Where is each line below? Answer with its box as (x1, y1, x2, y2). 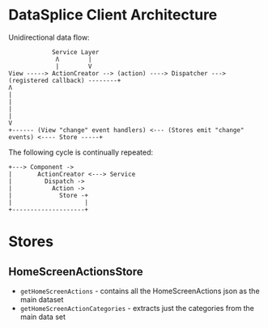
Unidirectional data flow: (8, 32, 91, 42)
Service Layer (51, 48, 100, 56)
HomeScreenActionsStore (8, 265, 143, 279)
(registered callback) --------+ (8, 76, 121, 84)
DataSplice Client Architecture (8, 6, 218, 24)
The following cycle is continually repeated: (8, 147, 154, 157)
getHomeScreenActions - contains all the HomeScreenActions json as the (19, 286, 261, 296)
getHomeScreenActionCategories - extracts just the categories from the (19, 303, 255, 313)
